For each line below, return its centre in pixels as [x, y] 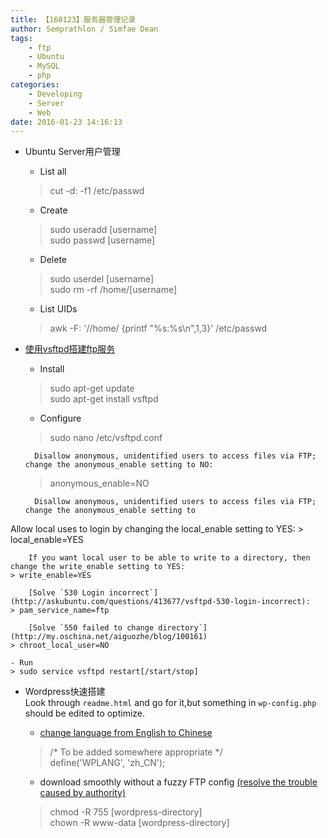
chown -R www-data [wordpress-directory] [139, 823]
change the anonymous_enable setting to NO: [119, 465]
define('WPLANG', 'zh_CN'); [107, 763]
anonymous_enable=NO [99, 483]
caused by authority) [83, 793]
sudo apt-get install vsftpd [104, 399]
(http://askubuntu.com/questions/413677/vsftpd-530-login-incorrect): [160, 602]
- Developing [55, 94]
